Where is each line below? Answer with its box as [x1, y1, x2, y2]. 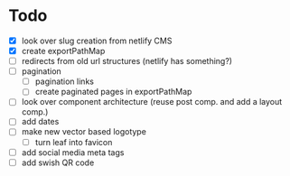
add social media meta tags [21, 146, 125, 158]
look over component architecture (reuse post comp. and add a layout [21, 97, 283, 107]
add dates [21, 116, 60, 127]
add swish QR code [21, 157, 95, 168]
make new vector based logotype [21, 126, 146, 137]
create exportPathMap [21, 46, 106, 56]
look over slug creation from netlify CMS [21, 35, 173, 46]
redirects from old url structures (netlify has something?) [21, 56, 232, 67]
